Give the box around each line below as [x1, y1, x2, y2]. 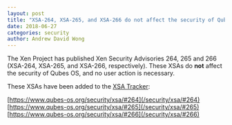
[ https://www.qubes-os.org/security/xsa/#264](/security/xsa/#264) [7, 95, 200, 104]
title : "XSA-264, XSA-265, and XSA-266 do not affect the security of [7, 16, 215, 23]
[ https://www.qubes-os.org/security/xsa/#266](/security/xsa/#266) [7, 111, 200, 119]
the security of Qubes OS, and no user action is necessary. [7, 69, 175, 78]
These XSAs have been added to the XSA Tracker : [7, 82, 151, 91]
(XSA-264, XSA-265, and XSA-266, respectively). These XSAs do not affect [7, 62, 222, 70]
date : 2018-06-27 [7, 23, 57, 30]
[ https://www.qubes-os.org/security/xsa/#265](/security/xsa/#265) [7, 103, 200, 111]
